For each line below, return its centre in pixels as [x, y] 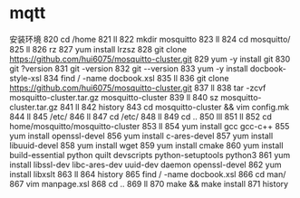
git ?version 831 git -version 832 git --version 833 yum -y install [129, 68]
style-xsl [26, 78]
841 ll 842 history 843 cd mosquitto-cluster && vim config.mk [175, 107]
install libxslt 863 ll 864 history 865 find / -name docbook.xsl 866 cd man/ [148, 174]
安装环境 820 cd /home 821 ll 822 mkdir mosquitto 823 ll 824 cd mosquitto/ [150, 39]
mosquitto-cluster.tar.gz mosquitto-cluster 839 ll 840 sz [114, 97]
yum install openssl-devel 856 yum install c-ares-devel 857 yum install [141, 136]
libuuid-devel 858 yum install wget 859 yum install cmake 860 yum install [146, 145]
